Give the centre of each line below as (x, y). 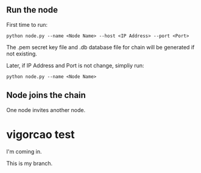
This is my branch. (30, 163)
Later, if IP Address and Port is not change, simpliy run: (75, 65)
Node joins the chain (46, 95)
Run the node (32, 10)
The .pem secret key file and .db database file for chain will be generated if (100, 47)
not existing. (22, 54)
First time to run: (27, 24)
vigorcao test (41, 134)
